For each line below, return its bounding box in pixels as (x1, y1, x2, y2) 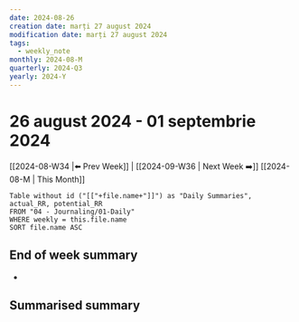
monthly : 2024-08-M (9, 55, 83, 64)
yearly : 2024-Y (9, 72, 67, 81)
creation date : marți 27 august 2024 (9, 22, 152, 31)
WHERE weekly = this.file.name (9, 214, 127, 224)
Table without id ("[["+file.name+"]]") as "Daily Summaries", (9, 191, 253, 200)
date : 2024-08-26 (9, 13, 75, 23)
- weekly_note (17, 47, 70, 56)
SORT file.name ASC (9, 223, 83, 232)
